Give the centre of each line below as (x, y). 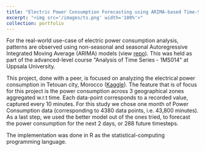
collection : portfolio (35, 23)
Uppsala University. (31, 66)
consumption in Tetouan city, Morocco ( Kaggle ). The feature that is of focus (102, 85)
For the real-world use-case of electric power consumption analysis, (92, 41)
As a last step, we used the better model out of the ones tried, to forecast (98, 117)
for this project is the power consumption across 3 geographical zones (95, 91)
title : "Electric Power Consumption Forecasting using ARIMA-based (94, 12)
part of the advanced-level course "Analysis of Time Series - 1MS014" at (97, 60)
